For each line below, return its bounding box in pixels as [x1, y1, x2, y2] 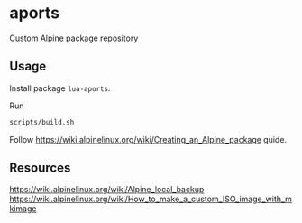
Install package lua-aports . [9, 82, 111, 93]
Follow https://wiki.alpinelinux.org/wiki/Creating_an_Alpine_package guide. [9, 134, 287, 144]
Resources [9, 161, 71, 176]
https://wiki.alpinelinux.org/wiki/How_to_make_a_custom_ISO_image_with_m [9, 193, 293, 205]
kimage [9, 203, 37, 214]
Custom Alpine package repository [9, 33, 139, 43]
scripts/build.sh [9, 117, 75, 126]
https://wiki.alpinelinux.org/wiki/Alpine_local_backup [9, 184, 205, 195]
